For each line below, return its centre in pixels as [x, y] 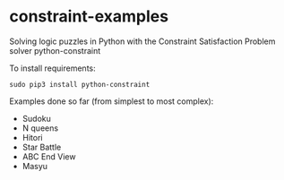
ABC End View [49, 156]
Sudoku [36, 118]
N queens [40, 128]
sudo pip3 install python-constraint [80, 84]
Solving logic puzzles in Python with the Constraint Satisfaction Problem [142, 41]
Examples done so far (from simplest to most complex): [112, 101]
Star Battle [42, 147]
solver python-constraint [55, 50]
